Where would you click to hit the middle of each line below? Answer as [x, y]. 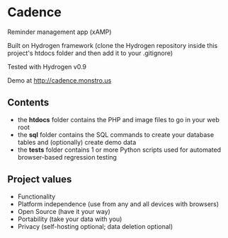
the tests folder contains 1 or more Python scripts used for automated [119, 150]
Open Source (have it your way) [64, 211]
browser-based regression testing [67, 157]
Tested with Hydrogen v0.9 [47, 66]
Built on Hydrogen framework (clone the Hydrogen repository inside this [113, 45]
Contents [28, 103]
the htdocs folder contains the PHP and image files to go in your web [118, 119]
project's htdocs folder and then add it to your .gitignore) [90, 53]
